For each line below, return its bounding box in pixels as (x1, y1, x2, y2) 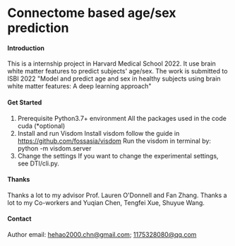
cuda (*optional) (17, 122, 66, 130)
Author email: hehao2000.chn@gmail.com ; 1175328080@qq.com (7, 230, 197, 238)
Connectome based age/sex (7, 5, 176, 21)
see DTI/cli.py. (17, 159, 60, 168)
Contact (7, 214, 32, 223)
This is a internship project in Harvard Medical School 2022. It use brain (7, 59, 217, 68)
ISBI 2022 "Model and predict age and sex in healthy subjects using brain (7, 74, 221, 83)
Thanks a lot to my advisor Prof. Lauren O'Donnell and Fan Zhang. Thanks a (7, 191, 227, 199)
